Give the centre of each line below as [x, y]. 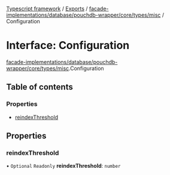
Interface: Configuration [68, 46]
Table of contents [40, 87]
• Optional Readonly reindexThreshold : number [63, 166]
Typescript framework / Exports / [47, 9]
